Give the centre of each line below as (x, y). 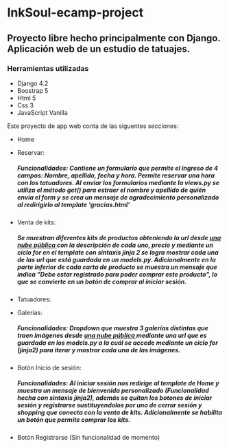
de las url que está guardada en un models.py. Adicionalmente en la (116, 260)
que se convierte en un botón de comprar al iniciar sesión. (102, 282)
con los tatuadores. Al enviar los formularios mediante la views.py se (118, 183)
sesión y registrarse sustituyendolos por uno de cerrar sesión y (109, 405)
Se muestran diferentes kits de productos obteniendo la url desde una (119, 238)
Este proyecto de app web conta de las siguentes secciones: (93, 126)
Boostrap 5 (33, 90)
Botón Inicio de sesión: (49, 367)
